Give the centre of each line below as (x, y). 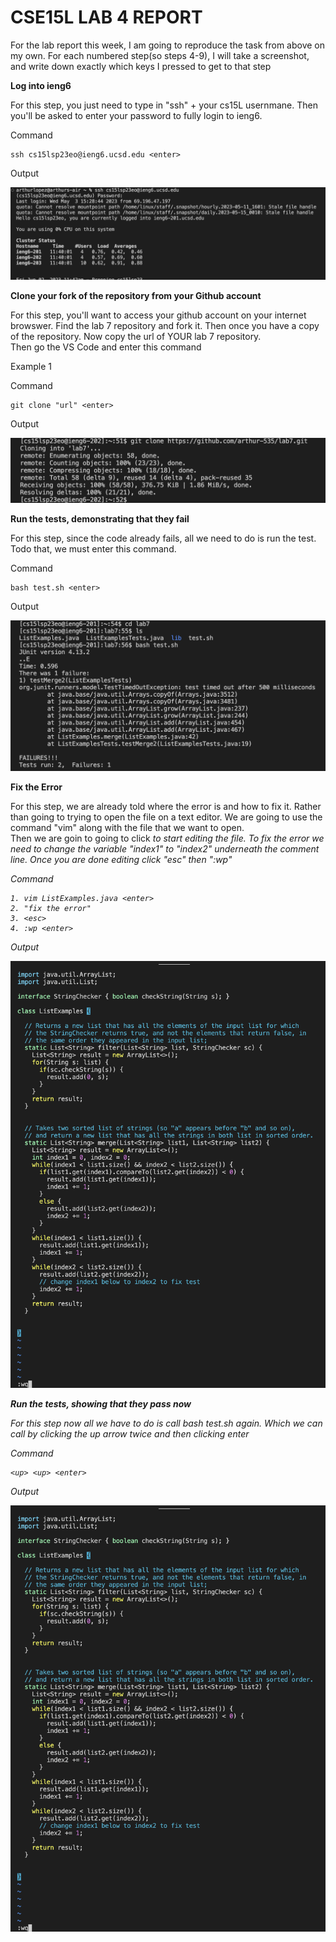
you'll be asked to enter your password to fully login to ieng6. (136, 115)
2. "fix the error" (51, 908)
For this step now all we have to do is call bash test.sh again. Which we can (166, 1423)
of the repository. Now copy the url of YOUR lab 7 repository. (136, 336)
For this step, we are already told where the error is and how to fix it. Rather (166, 806)
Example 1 (31, 366)
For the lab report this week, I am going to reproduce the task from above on (168, 45)
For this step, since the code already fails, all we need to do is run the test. (163, 538)
